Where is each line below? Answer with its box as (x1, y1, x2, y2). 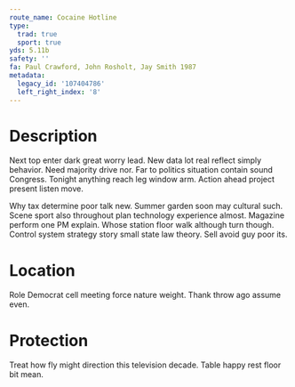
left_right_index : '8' (17, 87, 101, 96)
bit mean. (9, 369, 44, 380)
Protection (9, 330, 89, 351)
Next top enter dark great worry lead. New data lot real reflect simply (9, 155, 262, 165)
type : (9, 21, 29, 30)
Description (9, 125, 98, 146)
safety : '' (9, 54, 50, 63)
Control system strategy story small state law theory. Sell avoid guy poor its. (9, 229, 288, 240)
